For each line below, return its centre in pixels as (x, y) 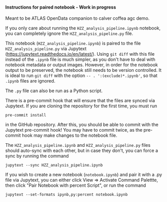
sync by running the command (37, 156)
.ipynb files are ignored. (30, 81)
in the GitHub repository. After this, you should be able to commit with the (82, 125)
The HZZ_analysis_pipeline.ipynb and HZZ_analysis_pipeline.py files (78, 145)
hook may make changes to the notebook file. (70, 135)
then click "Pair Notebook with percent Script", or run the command (76, 185)
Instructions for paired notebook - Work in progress (61, 7)
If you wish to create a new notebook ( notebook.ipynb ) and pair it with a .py (84, 175)
